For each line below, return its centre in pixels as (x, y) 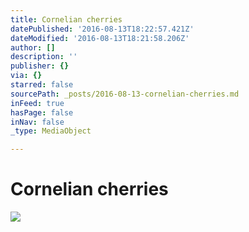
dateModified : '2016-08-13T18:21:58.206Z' (100, 38)
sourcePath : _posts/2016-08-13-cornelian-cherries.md (125, 94)
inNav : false (37, 122)
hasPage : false (42, 112)
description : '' (44, 57)
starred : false (42, 85)
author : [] (33, 47)
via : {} (26, 76)
